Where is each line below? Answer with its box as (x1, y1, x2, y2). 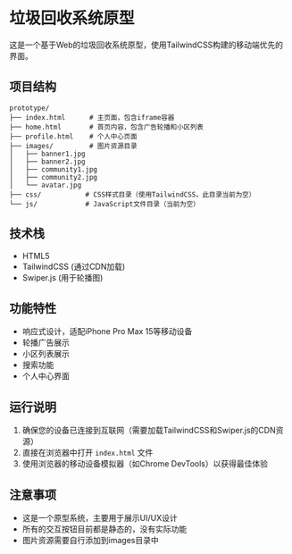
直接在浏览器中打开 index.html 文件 (21, 448, 154, 458)
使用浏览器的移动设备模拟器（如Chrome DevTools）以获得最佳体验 (21, 458, 268, 469)
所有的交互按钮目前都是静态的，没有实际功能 (21, 524, 188, 534)
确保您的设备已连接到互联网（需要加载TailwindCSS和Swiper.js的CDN (21, 425, 276, 436)
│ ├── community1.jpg (9, 164, 98, 174)
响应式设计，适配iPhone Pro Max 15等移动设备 (21, 326, 193, 337)
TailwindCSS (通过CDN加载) (21, 261, 126, 272)
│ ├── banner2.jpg (9, 157, 87, 166)
